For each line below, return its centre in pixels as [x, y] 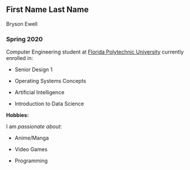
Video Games [31, 149]
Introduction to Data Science [49, 104]
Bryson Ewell [22, 24]
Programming [31, 161]
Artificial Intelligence [39, 92]
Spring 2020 [24, 39]
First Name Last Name [48, 10]
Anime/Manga [31, 138]
